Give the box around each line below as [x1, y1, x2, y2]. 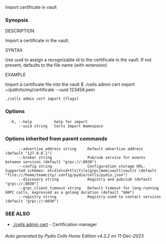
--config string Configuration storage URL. [18, 164, 146, 169]
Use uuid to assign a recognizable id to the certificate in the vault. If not [5, 57, 152, 63]
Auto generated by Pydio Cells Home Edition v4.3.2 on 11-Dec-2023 [5, 233, 144, 239]
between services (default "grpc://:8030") [5, 159, 97, 164]
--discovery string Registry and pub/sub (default [18, 177, 153, 182]
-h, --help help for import [9, 119, 88, 124]
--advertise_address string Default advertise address [18, 146, 143, 151]
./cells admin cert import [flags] [5, 97, 79, 102]
